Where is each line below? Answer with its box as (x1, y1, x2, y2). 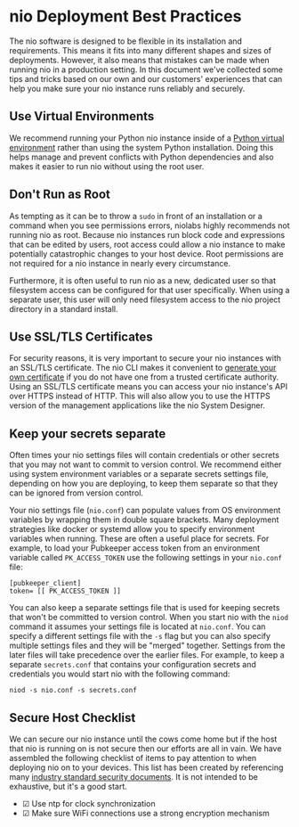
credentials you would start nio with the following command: (9, 668, 230, 679)
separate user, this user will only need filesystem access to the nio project (9, 294, 281, 305)
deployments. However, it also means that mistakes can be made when (9, 54, 270, 65)
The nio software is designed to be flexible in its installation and (9, 36, 243, 46)
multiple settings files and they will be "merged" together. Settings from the (9, 640, 286, 651)
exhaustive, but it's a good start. (9, 782, 127, 791)
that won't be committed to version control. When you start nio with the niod (9, 612, 289, 623)
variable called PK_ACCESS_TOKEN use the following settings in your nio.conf (9, 553, 283, 563)
